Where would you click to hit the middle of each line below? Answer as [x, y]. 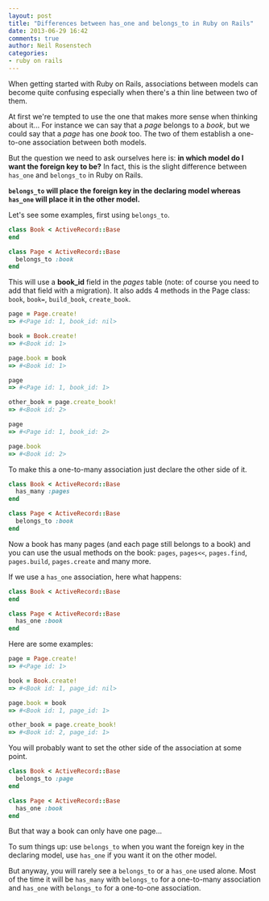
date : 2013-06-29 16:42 [48, 31]
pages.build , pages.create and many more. [80, 561]
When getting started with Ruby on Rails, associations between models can [133, 83]
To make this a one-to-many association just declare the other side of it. [128, 469]
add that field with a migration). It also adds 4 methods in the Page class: [129, 290]
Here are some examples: [51, 644]
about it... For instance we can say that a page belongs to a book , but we [129, 125]
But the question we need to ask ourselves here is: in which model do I [126, 157]
